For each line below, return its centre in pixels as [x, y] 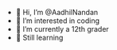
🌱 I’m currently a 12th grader [62, 29]
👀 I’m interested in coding [58, 21]
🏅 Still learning [39, 37]
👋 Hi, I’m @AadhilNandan [57, 12]
